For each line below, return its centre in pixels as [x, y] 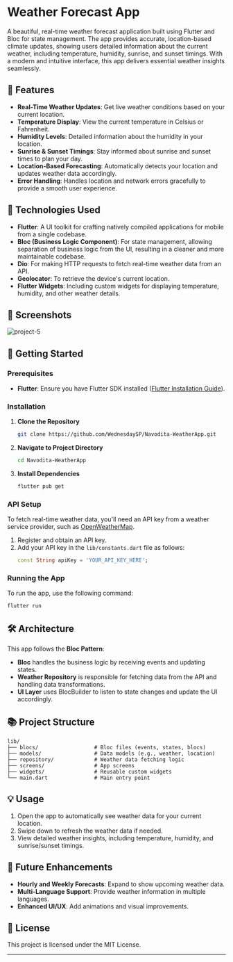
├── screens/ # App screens [71, 765]
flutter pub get [41, 487]
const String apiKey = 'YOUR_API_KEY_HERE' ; [83, 560]
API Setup [24, 504]
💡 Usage [26, 799]
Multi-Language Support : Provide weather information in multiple [111, 891]
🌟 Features [31, 90]
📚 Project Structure [51, 722]
